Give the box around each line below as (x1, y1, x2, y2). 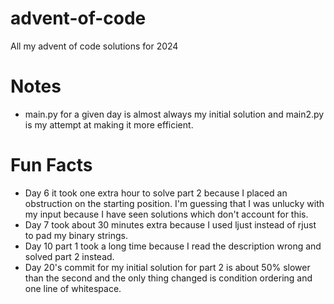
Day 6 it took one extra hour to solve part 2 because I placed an (24, 187, 288, 199)
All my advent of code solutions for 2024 (10, 40, 179, 52)
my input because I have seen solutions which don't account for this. (24, 208, 309, 220)
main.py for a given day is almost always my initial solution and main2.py (24, 108, 325, 120)
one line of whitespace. (24, 282, 122, 294)
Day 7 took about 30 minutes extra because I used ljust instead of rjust (24, 218, 317, 231)
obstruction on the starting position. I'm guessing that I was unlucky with (24, 197, 325, 209)
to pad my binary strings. (24, 229, 128, 241)
